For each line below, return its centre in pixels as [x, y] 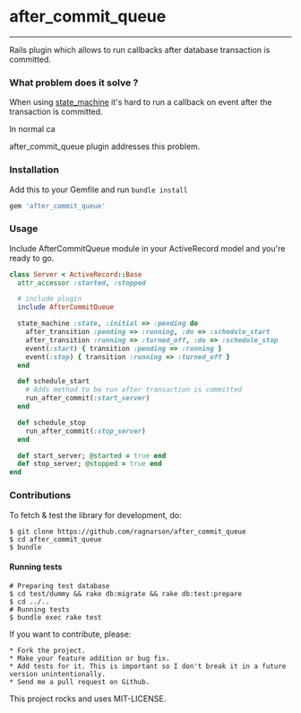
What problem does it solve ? [74, 83]
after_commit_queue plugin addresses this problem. [105, 146]
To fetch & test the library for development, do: [95, 515]
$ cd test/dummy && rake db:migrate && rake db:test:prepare [126, 594]
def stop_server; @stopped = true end [90, 464]
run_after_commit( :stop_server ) [86, 431]
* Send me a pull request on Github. [80, 682]
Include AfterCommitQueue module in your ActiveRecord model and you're [147, 248]
